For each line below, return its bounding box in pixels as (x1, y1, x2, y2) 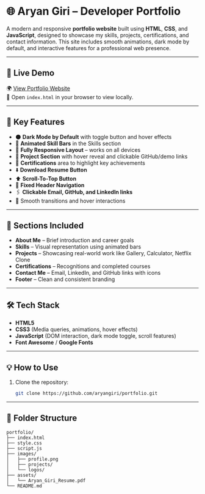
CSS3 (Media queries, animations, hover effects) (15, 326, 138, 333)
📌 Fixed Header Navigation (15, 181, 85, 189)
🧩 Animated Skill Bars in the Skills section (15, 140, 121, 147)
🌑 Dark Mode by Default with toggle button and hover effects (15, 133, 172, 140)
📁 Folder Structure (6, 413, 77, 424)
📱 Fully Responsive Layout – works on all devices (15, 146, 141, 154)
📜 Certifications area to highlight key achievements (15, 159, 145, 167)
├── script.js (6, 445, 43, 451)
